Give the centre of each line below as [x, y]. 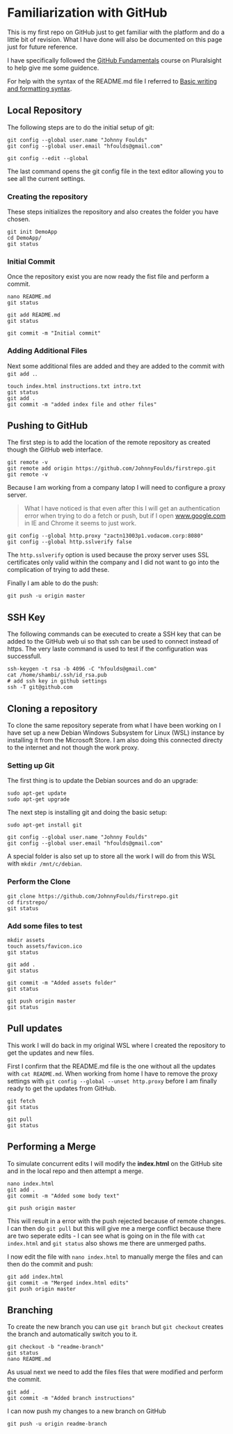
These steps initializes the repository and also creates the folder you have [113, 212]
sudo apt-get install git [45, 825]
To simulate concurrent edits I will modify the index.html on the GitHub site [115, 1163]
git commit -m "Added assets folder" [62, 982]
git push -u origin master [46, 596]
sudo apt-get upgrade [39, 799]
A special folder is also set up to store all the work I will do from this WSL [111, 857]
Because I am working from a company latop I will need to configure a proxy [116, 488]
